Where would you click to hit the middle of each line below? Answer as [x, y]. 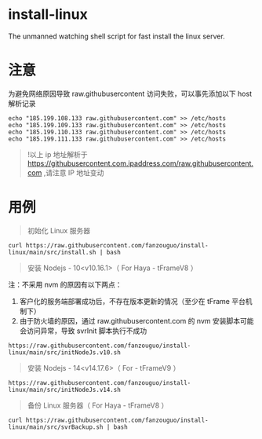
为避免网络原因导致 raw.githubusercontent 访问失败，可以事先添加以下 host [130, 93]
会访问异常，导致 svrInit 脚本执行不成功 [83, 331]
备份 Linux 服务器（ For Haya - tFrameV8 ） [98, 405]
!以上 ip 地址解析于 [57, 154]
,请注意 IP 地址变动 [74, 172]
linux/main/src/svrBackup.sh [56, 427]
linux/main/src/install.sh [52, 252]
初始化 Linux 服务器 [59, 230]
